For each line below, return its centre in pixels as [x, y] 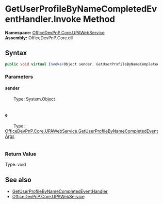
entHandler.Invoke [43, 19]
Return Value [21, 154]
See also [18, 180]
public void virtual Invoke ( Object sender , [50, 64]
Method [99, 19]
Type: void [16, 165]
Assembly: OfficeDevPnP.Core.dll [39, 38]
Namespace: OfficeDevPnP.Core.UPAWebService [55, 32]
